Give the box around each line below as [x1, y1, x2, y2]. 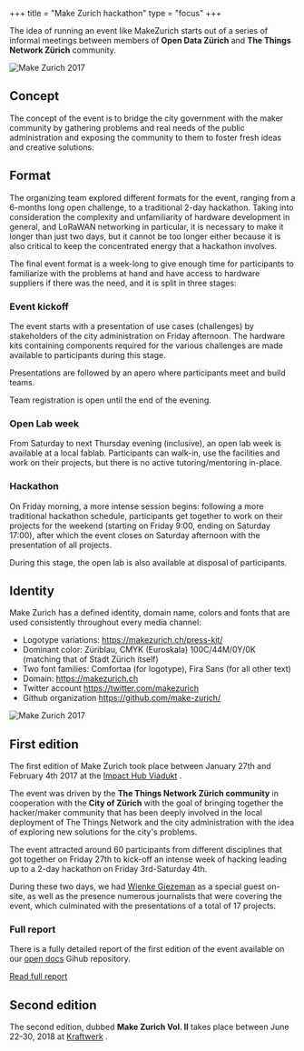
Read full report [9, 971, 68, 982]
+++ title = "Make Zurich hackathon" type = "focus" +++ [9, 8, 222, 18]
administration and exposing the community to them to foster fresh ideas [9, 132, 282, 143]
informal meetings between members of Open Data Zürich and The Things [9, 35, 292, 45]
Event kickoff [9, 300, 70, 313]
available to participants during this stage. [9, 349, 166, 360]
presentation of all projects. [9, 539, 113, 550]
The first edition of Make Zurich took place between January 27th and [9, 761, 272, 772]
